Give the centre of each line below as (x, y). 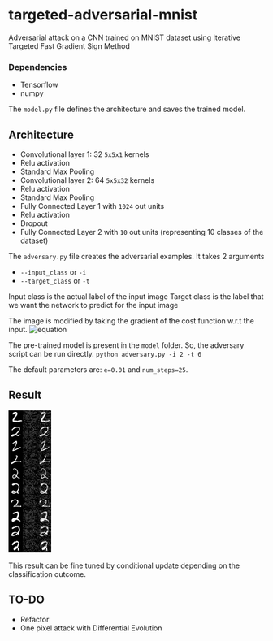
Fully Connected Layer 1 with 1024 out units (92, 206)
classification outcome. (48, 574)
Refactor (35, 619)
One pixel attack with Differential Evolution (91, 628)
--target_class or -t (55, 281)
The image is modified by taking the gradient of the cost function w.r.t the (131, 321)
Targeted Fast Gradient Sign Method (69, 45)
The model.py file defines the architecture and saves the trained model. (127, 109)
